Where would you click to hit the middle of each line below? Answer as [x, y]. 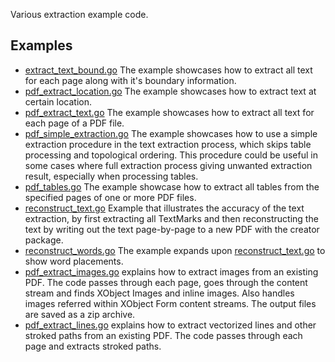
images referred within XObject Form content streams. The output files [170, 303]
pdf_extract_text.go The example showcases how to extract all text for [169, 112]
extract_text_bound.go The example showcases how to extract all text [168, 70]
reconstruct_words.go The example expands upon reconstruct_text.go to [175, 250]
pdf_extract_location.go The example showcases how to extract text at [170, 91]
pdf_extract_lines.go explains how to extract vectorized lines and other [170, 325]
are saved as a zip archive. [80, 314]
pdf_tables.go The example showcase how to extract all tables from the [172, 186]
